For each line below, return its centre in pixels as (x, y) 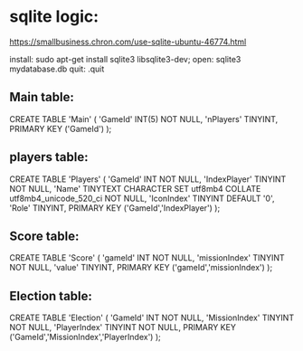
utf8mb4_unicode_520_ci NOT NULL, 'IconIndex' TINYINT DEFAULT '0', (142, 198)
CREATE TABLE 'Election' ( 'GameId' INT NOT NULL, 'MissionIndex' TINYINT (152, 318)
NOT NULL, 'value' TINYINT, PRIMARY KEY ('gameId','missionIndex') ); (141, 268)
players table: (49, 157)
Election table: (51, 296)
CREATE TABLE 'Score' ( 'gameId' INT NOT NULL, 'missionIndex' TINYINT (147, 258)
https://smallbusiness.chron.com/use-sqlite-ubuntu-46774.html (128, 42)
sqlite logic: (54, 17)
